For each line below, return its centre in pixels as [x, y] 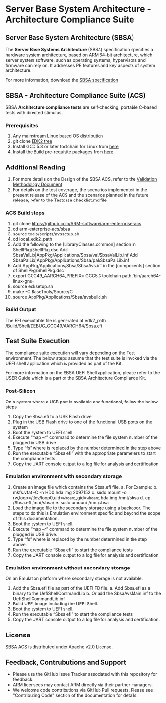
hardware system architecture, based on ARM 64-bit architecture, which [79, 55]
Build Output [21, 310]
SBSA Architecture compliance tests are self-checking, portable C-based [81, 107]
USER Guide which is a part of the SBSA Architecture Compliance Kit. [76, 378]
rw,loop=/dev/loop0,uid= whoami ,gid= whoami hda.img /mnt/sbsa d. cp [82, 497]
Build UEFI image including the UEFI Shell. [55, 604]
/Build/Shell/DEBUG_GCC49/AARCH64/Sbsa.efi [54, 326]
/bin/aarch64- [147, 276]
